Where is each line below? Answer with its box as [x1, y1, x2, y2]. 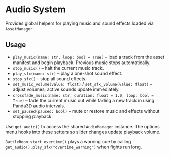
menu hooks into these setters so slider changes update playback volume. [5, 129, 161, 135]
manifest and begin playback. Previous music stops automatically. [12, 59, 151, 66]
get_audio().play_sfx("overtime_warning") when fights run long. [5, 144, 142, 150]
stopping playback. [12, 113, 53, 119]
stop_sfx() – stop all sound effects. [12, 75, 87, 82]
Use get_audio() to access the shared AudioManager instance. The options [5, 123, 160, 129]
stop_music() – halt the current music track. [12, 65, 104, 71]
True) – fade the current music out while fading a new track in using [12, 97, 155, 103]
